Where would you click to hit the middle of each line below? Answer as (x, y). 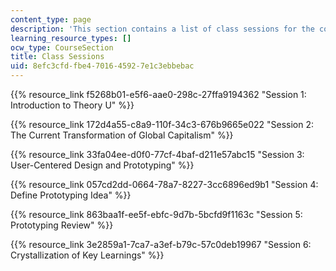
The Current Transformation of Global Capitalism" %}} (122, 135)
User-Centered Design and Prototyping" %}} (102, 165)
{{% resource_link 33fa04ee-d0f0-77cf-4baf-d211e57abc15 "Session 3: (157, 154)
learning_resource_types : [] (71, 38)
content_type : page (51, 19)
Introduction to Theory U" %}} (72, 105)
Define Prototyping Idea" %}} (71, 195)
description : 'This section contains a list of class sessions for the (162, 29)
